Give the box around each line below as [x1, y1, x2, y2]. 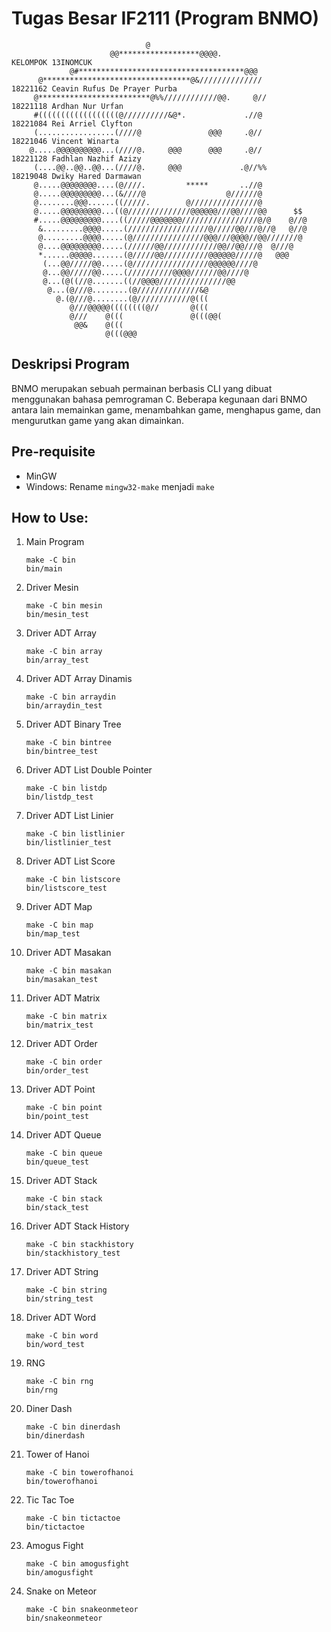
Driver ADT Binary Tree [25, 718, 122, 731]
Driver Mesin [25, 582, 79, 594]
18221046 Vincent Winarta [11, 136, 119, 146]
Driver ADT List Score [25, 855, 116, 867]
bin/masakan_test [25, 975, 99, 985]
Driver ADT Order [25, 1038, 98, 1050]
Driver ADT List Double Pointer [25, 764, 153, 776]
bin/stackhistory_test [25, 1248, 121, 1259]
